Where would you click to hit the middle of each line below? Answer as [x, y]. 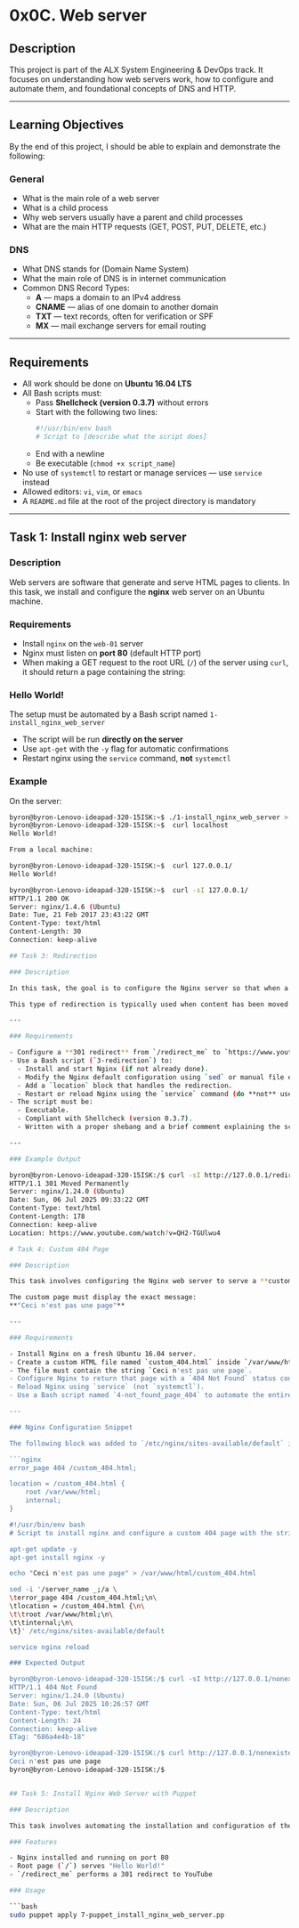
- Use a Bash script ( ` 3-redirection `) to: [91, 1061]
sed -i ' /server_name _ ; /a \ [63, 1590]
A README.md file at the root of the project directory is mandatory [139, 500]
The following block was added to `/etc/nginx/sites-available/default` [147, 1444]
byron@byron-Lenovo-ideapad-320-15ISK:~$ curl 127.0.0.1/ [121, 866]
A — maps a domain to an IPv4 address [108, 297]
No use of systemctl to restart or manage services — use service [142, 472]
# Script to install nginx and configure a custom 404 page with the [141, 1533]
